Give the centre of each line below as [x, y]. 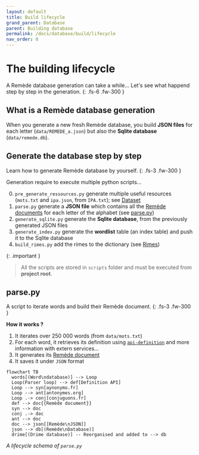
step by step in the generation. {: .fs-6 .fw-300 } [66, 91]
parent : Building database [40, 28]
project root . [36, 273]
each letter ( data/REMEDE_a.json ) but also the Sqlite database [82, 131]
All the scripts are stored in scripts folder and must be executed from [106, 267]
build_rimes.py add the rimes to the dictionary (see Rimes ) [87, 244]
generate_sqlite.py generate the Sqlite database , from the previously [101, 219]
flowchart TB [22, 372]
